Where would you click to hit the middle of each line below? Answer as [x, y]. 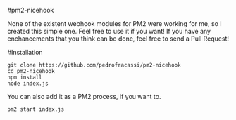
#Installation [25, 52]
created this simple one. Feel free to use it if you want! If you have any [109, 31]
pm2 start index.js [36, 109]
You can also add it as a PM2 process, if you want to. [84, 96]
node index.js [28, 84]
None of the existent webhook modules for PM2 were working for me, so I [114, 24]
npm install [25, 77]
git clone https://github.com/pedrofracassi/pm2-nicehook [94, 65]
